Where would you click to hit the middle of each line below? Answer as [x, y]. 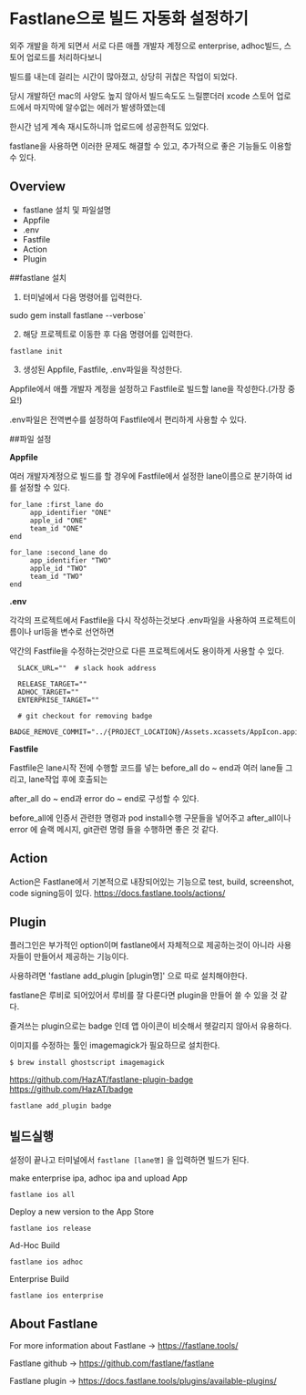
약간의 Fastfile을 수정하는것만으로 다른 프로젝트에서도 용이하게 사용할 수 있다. [147, 651]
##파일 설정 [31, 439]
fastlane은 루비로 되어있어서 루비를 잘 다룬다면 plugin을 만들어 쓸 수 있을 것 [144, 996]
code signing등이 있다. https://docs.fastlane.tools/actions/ [117, 893]
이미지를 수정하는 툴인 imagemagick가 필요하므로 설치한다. [115, 1046]
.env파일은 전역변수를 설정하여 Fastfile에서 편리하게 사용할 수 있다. [128, 419]
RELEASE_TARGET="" [53, 684]
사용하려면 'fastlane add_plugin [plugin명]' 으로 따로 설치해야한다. [128, 976]
